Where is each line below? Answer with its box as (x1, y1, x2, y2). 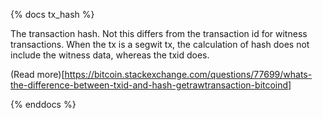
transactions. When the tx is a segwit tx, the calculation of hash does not (10, 39, 310, 50)
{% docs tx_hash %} (10, 9, 95, 20)
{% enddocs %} (10, 99, 77, 110)
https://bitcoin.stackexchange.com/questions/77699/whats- (64, 69, 313, 80)
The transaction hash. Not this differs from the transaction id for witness (10, 28, 308, 39)
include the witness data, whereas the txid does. (10, 49, 210, 61)
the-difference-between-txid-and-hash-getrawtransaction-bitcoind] (10, 79, 292, 91)
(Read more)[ (10, 69, 65, 80)
